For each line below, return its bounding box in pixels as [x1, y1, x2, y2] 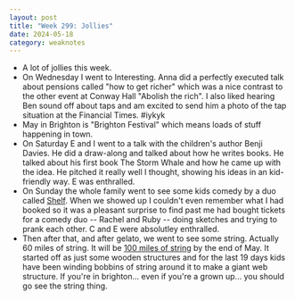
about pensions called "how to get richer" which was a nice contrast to [21, 81, 283, 92]
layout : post [9, 12, 58, 22]
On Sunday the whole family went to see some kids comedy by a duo [21, 186, 276, 196]
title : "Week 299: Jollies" [9, 21, 114, 30]
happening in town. [21, 129, 94, 139]
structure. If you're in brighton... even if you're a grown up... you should [21, 271, 285, 282]
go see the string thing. [21, 280, 109, 291]
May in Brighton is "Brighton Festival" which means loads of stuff [21, 120, 261, 130]
